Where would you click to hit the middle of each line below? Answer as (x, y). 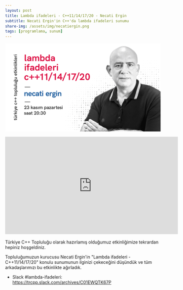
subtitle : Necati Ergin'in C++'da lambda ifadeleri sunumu (67, 21)
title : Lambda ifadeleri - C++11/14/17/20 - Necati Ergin (66, 16)
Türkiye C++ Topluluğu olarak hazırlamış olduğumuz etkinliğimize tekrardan (82, 242)
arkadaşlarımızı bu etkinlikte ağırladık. (43, 267)
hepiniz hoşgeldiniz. (25, 247)
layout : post (18, 10)
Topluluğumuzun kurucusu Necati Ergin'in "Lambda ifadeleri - (68, 257)
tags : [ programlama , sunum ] (34, 31)
